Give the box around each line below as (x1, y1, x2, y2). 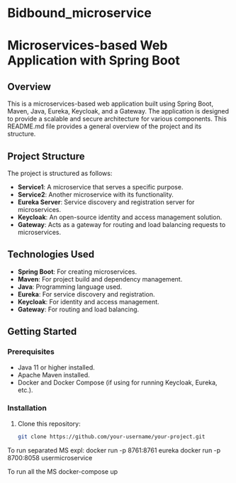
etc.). (17, 385, 33, 394)
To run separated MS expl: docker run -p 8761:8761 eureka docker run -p (7, 445, 221, 455)
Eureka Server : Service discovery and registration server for (17, 198, 195, 206)
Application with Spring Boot (7, 52, 181, 69)
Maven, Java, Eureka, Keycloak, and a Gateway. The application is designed (7, 107, 229, 116)
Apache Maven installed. (17, 370, 90, 379)
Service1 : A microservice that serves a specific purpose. (17, 183, 184, 191)
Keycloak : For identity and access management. (17, 297, 159, 306)
